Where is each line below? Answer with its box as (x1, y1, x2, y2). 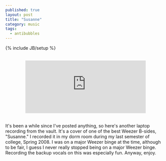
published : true (5, 7, 40, 13)
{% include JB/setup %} (5, 45, 56, 51)
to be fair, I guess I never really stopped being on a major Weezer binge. (5, 144, 156, 150)
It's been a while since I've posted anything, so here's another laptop (5, 123, 150, 128)
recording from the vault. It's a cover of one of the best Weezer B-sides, (5, 128, 157, 134)
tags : (5, 26, 17, 31)
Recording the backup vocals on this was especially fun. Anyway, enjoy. (5, 150, 156, 155)
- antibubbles (10, 31, 40, 36)
